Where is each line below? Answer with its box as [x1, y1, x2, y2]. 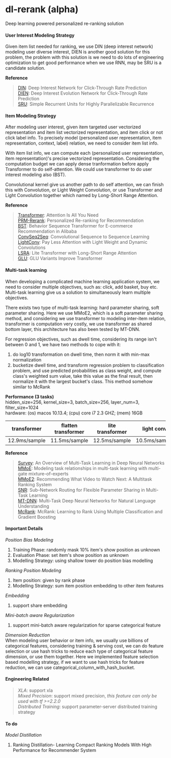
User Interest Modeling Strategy [5, 32, 75, 38]
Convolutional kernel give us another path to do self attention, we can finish [5, 182, 164, 188]
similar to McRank [12, 383, 50, 390]
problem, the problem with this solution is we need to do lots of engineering [5, 54, 164, 61]
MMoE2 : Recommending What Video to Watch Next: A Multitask [17, 476, 152, 482]
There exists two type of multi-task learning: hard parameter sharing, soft [5, 304, 159, 311]
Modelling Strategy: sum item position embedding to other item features [12, 582, 164, 588]
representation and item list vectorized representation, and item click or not [5, 129, 163, 135]
